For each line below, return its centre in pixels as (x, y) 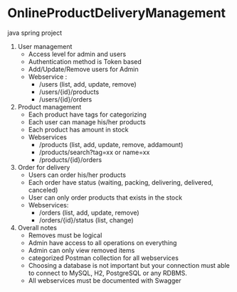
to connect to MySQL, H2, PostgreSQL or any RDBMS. (107, 273)
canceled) (43, 190)
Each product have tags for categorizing (88, 114)
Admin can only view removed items (81, 250)
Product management (49, 107)
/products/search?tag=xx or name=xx (94, 152)
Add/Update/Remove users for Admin (83, 69)
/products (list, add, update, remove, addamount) (111, 144)
